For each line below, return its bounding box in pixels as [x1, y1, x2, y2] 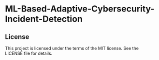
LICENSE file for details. [5, 50, 53, 56]
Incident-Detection [5, 13, 83, 24]
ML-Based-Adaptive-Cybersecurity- [5, 3, 155, 14]
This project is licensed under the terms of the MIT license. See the [5, 46, 139, 51]
